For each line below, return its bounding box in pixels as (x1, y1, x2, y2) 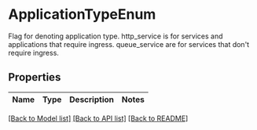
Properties (8, 70, 61, 84)
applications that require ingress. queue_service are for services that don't (8, 39, 250, 49)
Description (69, 94, 114, 105)
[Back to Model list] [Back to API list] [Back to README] (8, 114, 189, 123)
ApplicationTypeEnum (8, 5, 156, 23)
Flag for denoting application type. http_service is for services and (8, 31, 223, 41)
